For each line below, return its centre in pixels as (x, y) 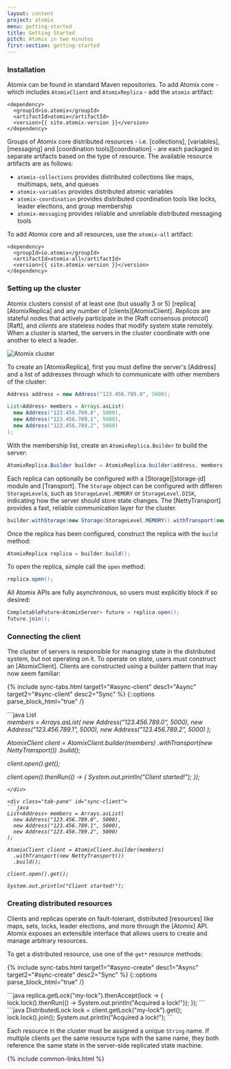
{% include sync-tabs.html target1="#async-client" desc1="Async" (102, 687)
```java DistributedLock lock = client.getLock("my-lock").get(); (95, 1010)
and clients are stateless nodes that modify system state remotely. (120, 326)
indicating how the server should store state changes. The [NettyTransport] (114, 500)
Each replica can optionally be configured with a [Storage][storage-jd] (107, 478)
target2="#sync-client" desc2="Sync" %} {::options (81, 695)
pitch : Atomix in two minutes (51, 39)
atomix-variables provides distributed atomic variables (95, 192)
